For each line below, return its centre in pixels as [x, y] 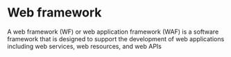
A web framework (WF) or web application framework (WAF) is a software [113, 32]
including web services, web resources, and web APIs [84, 46]
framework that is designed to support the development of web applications [116, 38]
